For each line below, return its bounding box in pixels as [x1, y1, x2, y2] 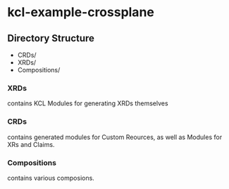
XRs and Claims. [7, 140, 55, 148]
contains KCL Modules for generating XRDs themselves [7, 99, 168, 107]
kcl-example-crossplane [7, 4, 155, 20]
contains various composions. [7, 174, 95, 182]
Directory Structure [7, 32, 95, 44]
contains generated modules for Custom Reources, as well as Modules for [7, 133, 223, 141]
